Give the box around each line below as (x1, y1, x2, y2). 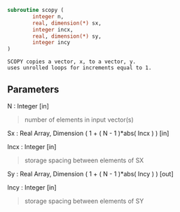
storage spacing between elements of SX (24, 156, 144, 164)
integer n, (32, 13, 64, 20)
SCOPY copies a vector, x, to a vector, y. (7, 58, 137, 66)
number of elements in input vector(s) (24, 115, 134, 124)
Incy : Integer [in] (7, 183, 57, 192)
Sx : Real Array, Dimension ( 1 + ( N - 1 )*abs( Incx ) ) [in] (7, 129, 169, 137)
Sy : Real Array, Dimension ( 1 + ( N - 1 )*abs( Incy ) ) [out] (7, 169, 174, 178)
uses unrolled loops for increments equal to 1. (7, 64, 152, 71)
